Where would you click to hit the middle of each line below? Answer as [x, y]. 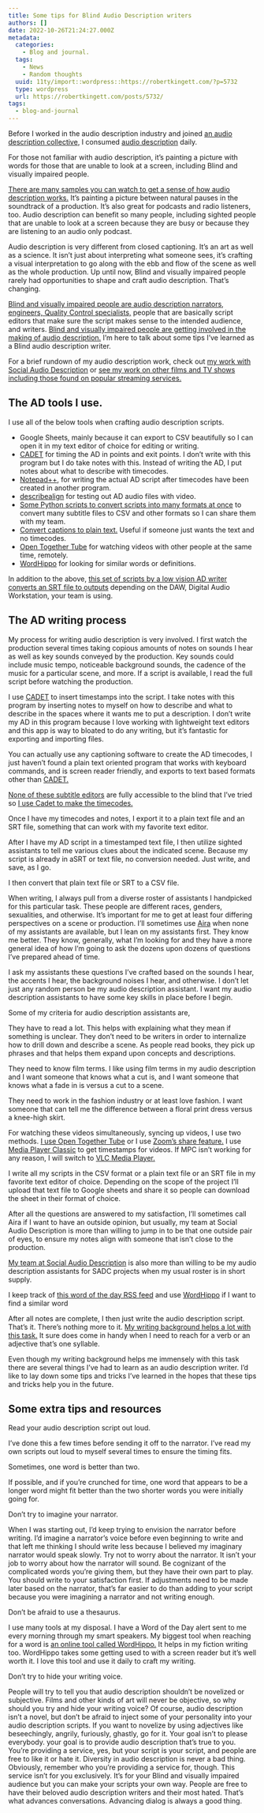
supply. [20, 1279]
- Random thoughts [52, 74]
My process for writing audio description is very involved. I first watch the [128, 639]
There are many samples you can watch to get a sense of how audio [119, 189]
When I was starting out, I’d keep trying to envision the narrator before [122, 1530]
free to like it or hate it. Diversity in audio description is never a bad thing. [127, 1759]
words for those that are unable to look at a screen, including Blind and [123, 166]
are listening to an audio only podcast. [70, 231]
